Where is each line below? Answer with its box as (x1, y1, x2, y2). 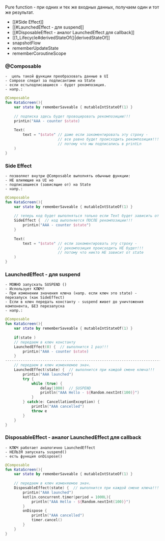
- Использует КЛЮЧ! (5, 286, 45, 292)
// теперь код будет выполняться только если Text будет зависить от (14, 213, 160, 219)
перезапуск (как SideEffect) (5, 295, 65, 300)
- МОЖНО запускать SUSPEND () (5, 282, 67, 287)
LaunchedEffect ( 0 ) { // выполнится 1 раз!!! (14, 344, 109, 349)
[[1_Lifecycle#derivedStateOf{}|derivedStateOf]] (12, 35, 110, 40)
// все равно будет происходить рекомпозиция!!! (57, 137, 160, 142)
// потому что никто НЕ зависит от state (57, 250, 144, 255)
